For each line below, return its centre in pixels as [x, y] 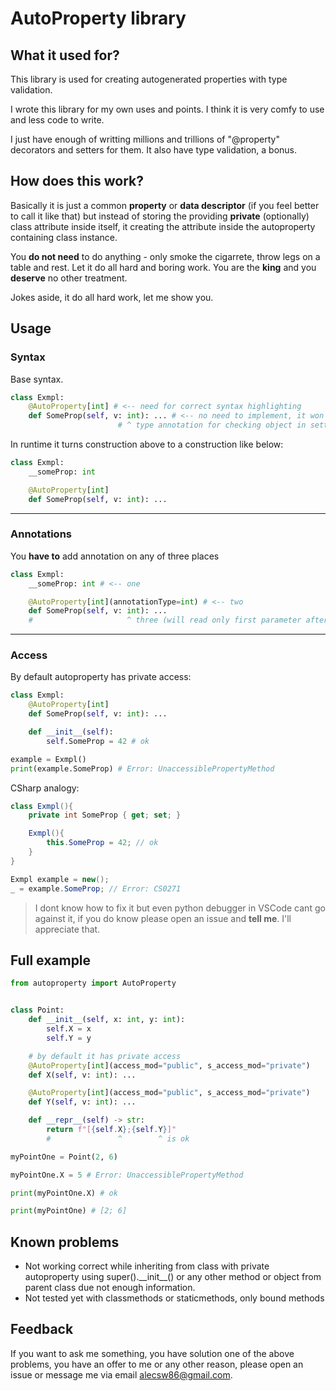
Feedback [42, 1329]
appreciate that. [67, 929]
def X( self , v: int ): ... [82, 1075]
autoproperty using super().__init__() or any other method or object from [173, 1277]
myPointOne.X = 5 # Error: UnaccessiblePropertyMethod [127, 1175]
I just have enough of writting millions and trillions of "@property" [145, 139]
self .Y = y [69, 1038]
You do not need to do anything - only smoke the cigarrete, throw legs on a [165, 256]
